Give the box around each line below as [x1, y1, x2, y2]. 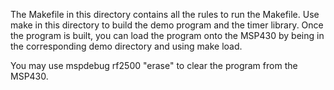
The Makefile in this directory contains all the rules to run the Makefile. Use [10, 9, 320, 20]
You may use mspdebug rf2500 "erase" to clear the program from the [10, 60, 298, 71]
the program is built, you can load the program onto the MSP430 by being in [10, 30, 325, 41]
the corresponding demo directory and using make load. [10, 40, 243, 52]
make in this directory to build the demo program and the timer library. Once [10, 19, 324, 31]
